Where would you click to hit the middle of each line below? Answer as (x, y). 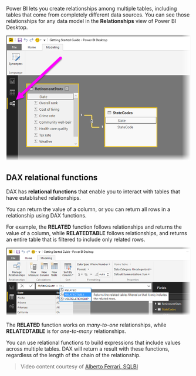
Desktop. (17, 27)
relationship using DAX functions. (46, 215)
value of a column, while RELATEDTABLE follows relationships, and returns (97, 233)
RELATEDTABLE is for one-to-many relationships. (66, 331)
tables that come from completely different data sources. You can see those (98, 15)
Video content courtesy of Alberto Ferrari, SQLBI (79, 367)
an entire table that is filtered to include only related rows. (76, 239)
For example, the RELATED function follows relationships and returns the (94, 227)
